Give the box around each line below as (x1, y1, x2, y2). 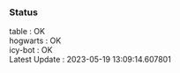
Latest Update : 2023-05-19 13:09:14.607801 (9, 55, 172, 65)
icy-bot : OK (9, 45, 53, 55)
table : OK (9, 26, 46, 37)
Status (9, 6, 38, 18)
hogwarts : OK (9, 35, 62, 46)
